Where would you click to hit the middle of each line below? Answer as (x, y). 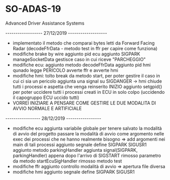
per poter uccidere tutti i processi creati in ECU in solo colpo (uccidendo (89, 92)
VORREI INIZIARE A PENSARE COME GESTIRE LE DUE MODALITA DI (84, 103)
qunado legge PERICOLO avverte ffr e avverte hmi (65, 70)
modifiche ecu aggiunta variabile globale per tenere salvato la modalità (87, 128)
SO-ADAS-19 (33, 9)
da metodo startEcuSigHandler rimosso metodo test (67, 161)
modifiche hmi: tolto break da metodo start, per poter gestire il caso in (86, 75)
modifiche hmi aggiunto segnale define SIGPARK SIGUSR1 (74, 172)
